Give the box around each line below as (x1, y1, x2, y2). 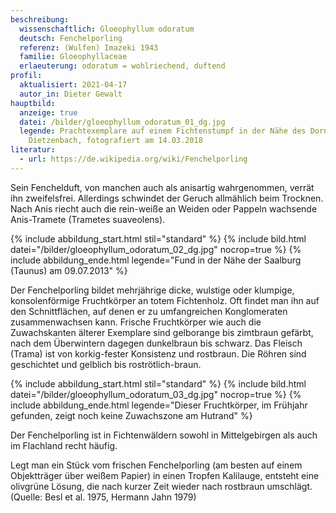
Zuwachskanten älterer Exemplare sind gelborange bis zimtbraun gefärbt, (10, 326, 314, 338)
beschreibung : (10, 14, 70, 25)
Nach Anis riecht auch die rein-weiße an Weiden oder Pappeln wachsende (10, 202, 318, 215)
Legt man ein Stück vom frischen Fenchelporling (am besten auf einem (10, 459, 303, 471)
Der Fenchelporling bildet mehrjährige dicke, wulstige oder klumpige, (10, 284, 295, 296)
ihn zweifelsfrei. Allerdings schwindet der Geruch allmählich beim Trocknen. (10, 192, 324, 204)
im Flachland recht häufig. (10, 439, 118, 451)
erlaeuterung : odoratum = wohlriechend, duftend (19, 61, 226, 71)
